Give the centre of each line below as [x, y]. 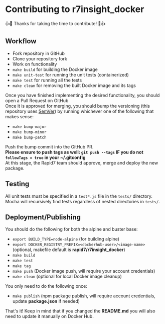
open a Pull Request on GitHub [37, 100]
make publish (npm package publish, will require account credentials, [84, 296]
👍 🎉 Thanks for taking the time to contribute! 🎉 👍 [55, 23]
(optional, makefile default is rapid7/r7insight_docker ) [69, 250]
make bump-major [29, 127]
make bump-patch [29, 137]
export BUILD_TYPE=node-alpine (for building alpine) [66, 239]
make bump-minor [29, 132]
